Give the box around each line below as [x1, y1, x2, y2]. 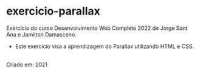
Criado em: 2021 [6, 61, 47, 68]
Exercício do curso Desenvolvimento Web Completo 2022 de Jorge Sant [6, 24, 188, 32]
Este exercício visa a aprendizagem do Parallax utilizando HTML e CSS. [15, 43, 195, 50]
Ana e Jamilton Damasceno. [6, 30, 77, 38]
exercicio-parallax [6, 4, 100, 18]
